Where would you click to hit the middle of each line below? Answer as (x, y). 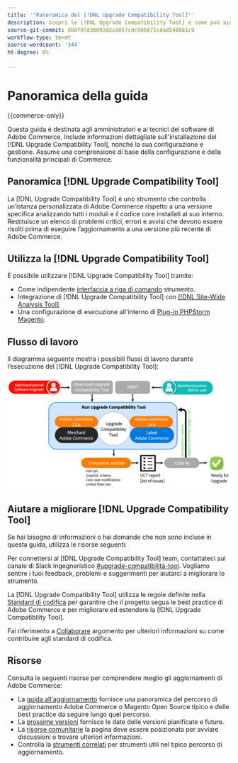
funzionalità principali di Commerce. (60, 159)
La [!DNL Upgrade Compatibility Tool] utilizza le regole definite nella (106, 595)
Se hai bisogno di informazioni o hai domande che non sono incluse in (109, 537)
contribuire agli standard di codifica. (60, 639)
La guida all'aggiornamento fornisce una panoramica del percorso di (118, 699)
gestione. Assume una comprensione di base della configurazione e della (114, 152)
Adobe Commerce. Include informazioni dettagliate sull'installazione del (112, 137)
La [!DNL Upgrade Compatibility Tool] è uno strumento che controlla (107, 199)
